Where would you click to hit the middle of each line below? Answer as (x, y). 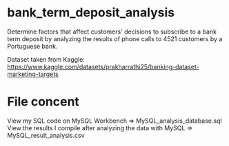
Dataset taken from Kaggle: (46, 59)
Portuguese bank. (32, 46)
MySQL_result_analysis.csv (46, 135)
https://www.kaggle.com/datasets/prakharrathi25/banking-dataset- (103, 66)
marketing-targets (33, 74)
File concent (43, 102)
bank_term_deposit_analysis (91, 13)
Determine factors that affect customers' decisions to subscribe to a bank (112, 32)
